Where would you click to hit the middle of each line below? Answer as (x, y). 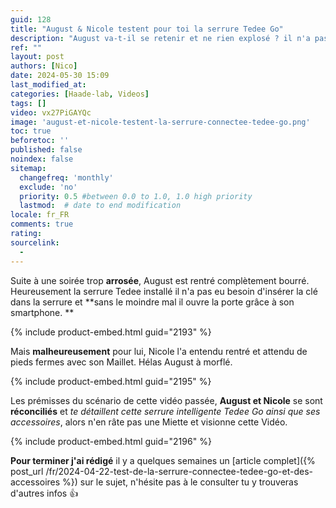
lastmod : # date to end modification (100, 206)
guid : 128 (31, 19)
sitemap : (28, 168)
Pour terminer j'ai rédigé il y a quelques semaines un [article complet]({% (163, 460)
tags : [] (28, 103)
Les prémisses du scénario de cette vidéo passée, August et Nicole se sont (166, 400)
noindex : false (42, 159)
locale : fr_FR (40, 215)
